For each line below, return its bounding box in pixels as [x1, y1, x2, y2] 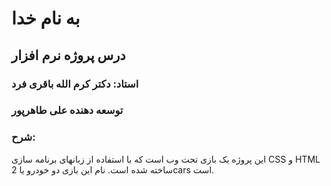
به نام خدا [11, 7, 81, 30]
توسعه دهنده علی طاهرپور [11, 103, 124, 117]
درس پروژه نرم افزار [11, 47, 126, 64]
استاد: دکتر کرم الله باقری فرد [11, 77, 139, 91]
